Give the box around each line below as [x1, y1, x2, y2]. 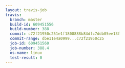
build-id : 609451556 [10, 21, 54, 27]
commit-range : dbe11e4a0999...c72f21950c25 [10, 36, 104, 41]
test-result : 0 [10, 55, 43, 60]
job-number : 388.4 [10, 46, 50, 51]
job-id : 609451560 [10, 41, 50, 46]
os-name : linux [10, 50, 43, 55]
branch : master [10, 17, 43, 22]
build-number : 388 [10, 27, 50, 32]
